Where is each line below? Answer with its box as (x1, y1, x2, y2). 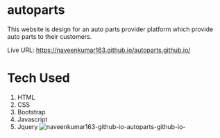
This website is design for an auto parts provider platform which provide (7, 25, 214, 33)
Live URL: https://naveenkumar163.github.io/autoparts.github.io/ (7, 46, 191, 54)
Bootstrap (17, 107, 46, 116)
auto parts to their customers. (7, 32, 92, 40)
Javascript (17, 115, 48, 123)
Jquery (17, 122, 38, 130)
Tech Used (7, 70, 71, 86)
